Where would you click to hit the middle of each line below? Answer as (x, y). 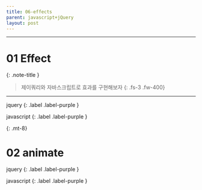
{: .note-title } (23, 75)
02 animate (35, 152)
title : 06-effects (29, 12)
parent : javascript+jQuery (40, 17)
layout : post (23, 23)
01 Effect (29, 58)
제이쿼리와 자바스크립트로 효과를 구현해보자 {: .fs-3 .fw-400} (93, 87)
